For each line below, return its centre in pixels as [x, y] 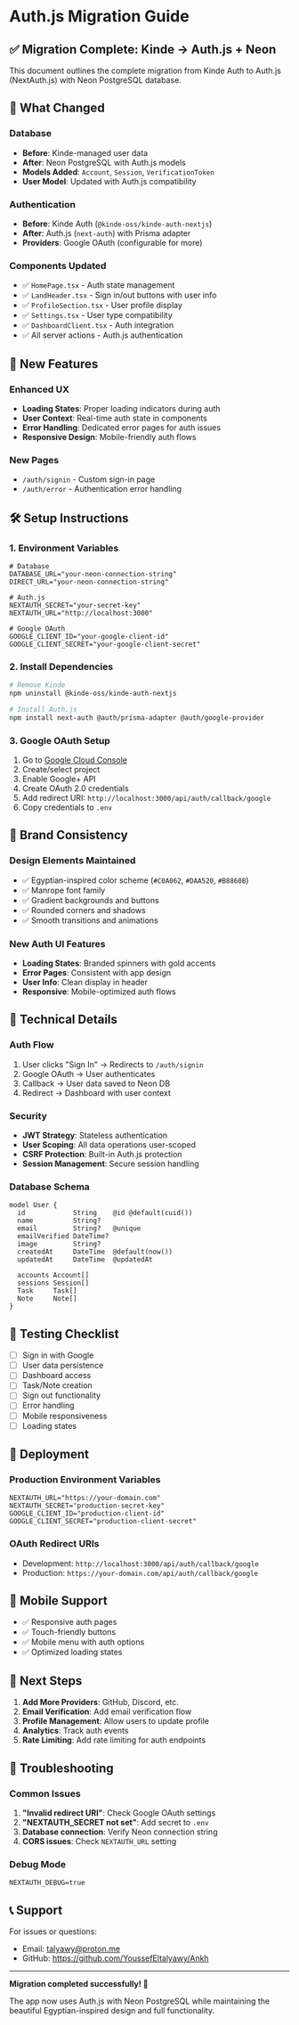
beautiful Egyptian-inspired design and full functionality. [112, 2011]
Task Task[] [47, 1291]
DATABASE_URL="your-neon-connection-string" [93, 574]
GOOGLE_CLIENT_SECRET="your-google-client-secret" [105, 644]
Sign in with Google [58, 1355]
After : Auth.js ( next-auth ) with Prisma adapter [106, 233]
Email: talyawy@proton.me [71, 1949]
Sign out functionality [61, 1395]
